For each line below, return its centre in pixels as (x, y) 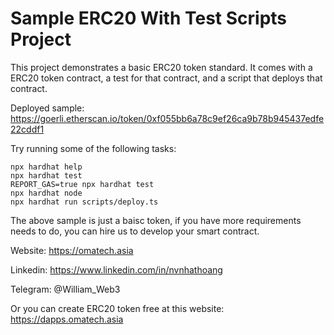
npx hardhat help (46, 167)
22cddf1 (27, 129)
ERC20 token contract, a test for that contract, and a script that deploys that (166, 78)
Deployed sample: (47, 108)
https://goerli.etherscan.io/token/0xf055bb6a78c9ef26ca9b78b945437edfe (167, 118)
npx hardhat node (46, 193)
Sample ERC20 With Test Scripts (149, 18)
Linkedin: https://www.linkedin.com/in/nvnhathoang (116, 269)
